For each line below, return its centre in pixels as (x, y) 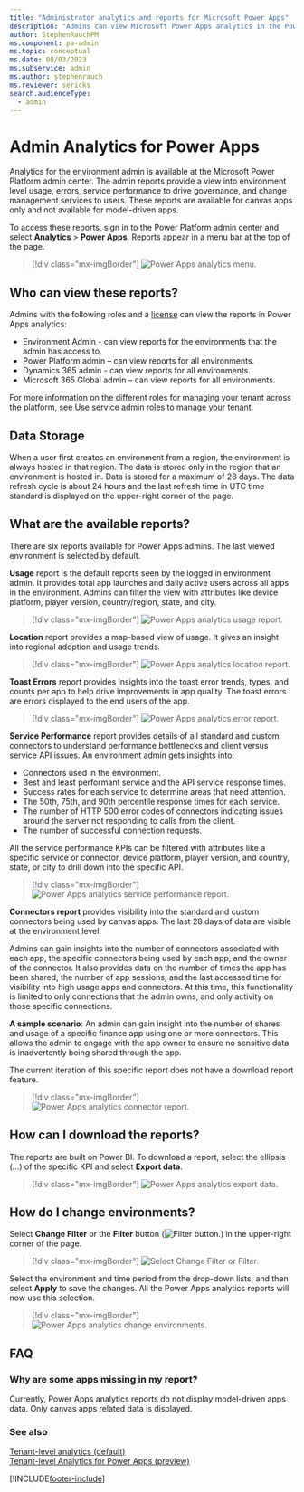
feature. (24, 1079)
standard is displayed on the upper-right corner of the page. (121, 496)
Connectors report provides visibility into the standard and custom (134, 911)
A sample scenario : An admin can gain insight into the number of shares (145, 1024)
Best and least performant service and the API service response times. (154, 782)
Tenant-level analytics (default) (67, 1451)
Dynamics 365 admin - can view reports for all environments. (137, 371)
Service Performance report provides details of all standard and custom (144, 736)
